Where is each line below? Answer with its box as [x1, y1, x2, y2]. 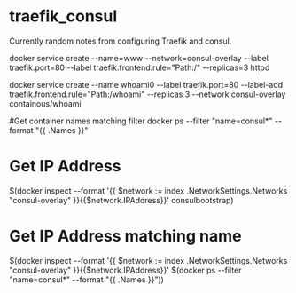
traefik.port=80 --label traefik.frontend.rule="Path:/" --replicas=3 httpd [9, 62, 270, 73]
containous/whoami [9, 98, 82, 108]
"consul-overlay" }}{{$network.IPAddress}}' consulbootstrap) [9, 194, 234, 205]
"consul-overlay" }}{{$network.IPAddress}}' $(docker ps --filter [9, 265, 242, 275]
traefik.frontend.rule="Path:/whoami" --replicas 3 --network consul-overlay [9, 89, 286, 99]
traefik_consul [9, 6, 118, 27]
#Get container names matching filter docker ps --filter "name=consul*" [9, 115, 273, 126]
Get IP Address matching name [9, 226, 242, 246]
